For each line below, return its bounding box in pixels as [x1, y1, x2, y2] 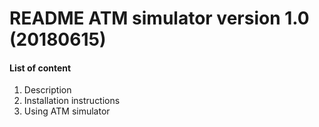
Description [23, 84, 72, 96]
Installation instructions [23, 95, 121, 107]
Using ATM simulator [23, 105, 111, 117]
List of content [9, 62, 72, 74]
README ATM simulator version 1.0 [9, 7, 310, 30]
